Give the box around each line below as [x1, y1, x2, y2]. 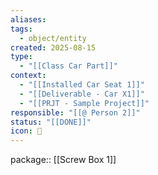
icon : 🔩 [10, 126, 43, 136]
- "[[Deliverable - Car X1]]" [19, 89, 145, 99]
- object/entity [19, 33, 87, 43]
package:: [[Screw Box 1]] [10, 154, 117, 166]
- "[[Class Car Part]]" [19, 61, 118, 71]
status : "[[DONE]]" [10, 117, 92, 127]
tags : [10, 24, 33, 34]
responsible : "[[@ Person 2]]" [10, 107, 141, 118]
